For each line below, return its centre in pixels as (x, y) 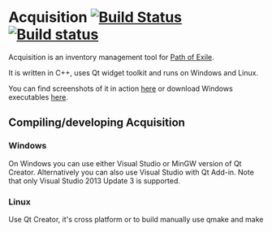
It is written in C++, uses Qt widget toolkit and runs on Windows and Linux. (133, 72)
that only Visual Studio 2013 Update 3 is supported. (95, 180)
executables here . (39, 97)
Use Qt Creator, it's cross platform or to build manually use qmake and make (136, 219)
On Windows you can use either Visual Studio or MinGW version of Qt (125, 163)
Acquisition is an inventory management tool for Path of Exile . (111, 57)
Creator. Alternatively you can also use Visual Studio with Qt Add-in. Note (131, 172)
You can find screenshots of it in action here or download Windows (121, 88)
